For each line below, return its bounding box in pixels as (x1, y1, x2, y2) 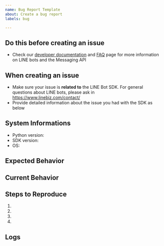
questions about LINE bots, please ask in (12, 89, 95, 95)
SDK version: (12, 137, 39, 143)
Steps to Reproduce (5, 190, 67, 198)
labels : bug (5, 16, 29, 21)
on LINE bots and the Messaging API (12, 57, 86, 63)
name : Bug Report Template (5, 7, 60, 12)
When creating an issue (5, 71, 80, 79)
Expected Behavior (5, 157, 65, 165)
